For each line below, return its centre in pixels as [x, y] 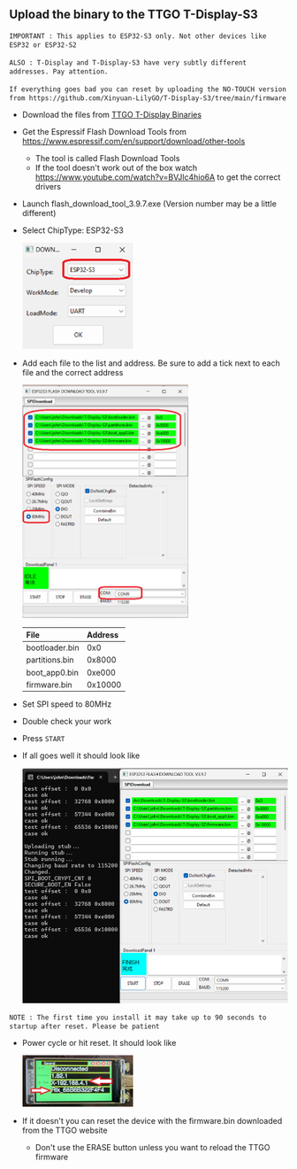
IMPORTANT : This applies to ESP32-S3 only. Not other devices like [138, 36]
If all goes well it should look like [81, 755]
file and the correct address [72, 373]
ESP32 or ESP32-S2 [43, 45]
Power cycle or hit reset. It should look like [99, 1043]
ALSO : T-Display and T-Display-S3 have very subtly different [128, 62]
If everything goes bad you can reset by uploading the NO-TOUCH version [148, 89]
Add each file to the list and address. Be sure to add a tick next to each [151, 363]
